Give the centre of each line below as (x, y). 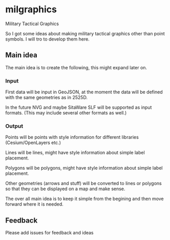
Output (14, 126)
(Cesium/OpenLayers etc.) (33, 143)
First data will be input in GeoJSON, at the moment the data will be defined (84, 92)
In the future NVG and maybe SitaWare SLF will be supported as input (79, 107)
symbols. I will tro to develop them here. (47, 39)
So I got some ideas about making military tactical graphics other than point (85, 33)
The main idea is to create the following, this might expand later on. (76, 67)
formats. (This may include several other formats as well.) (66, 113)
